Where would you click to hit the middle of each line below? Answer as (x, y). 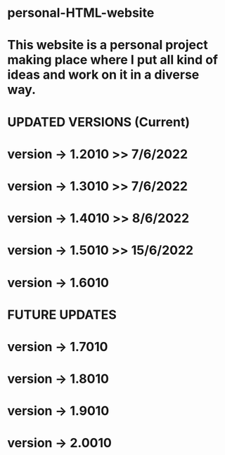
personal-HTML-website (81, 13)
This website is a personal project (108, 45)
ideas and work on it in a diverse (103, 75)
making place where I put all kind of (112, 60)
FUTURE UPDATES (62, 315)
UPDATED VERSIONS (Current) (98, 122)
